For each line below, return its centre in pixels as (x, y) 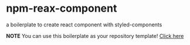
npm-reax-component (62, 8)
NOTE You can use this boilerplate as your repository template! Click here (95, 36)
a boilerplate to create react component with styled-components (84, 25)
